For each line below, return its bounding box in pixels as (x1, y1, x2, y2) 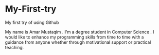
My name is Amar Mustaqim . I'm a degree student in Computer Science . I (5, 29, 154, 35)
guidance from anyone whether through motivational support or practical (5, 39, 151, 45)
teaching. (5, 44, 24, 50)
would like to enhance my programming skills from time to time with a (5, 34, 144, 40)
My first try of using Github (5, 19, 59, 25)
